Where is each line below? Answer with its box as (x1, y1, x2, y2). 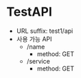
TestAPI (6, 4, 53, 20)
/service (26, 57, 51, 65)
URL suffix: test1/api (16, 27, 73, 35)
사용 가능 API (16, 35, 52, 43)
